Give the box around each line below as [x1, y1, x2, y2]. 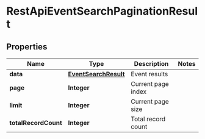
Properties [6, 41, 48, 52]
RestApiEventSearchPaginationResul [6, 4, 198, 18]
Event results [131, 70, 168, 78]
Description [134, 60, 169, 68]
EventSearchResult [68, 70, 125, 78]
